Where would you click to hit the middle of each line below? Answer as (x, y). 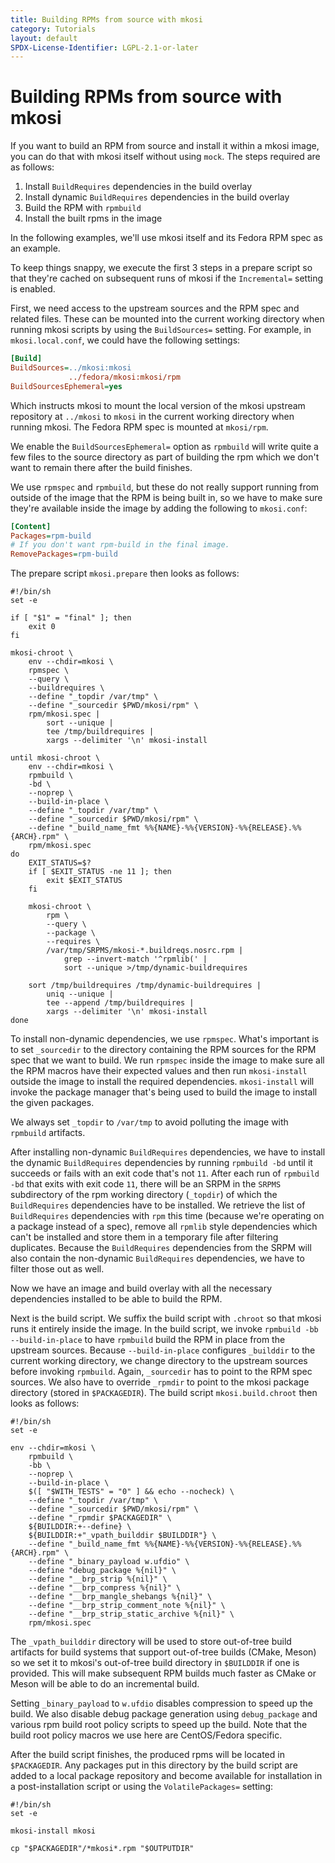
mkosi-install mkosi (53, 1831)
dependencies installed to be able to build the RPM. (116, 1299)
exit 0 (42, 627)
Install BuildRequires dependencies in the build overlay (138, 187)
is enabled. (33, 289)
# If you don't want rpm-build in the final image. (120, 545)
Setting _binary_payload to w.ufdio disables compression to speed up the (161, 1703)
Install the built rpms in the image (93, 218)
